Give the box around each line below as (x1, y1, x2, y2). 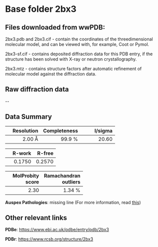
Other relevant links (5, 213, 68, 222)
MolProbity (12, 172, 39, 179)
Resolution (12, 127, 39, 134)
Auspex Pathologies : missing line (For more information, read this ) (5, 199, 141, 205)
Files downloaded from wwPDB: (5, 23, 105, 32)
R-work (12, 149, 32, 156)
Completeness (42, 127, 78, 134)
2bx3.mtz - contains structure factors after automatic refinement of (5, 66, 142, 71)
